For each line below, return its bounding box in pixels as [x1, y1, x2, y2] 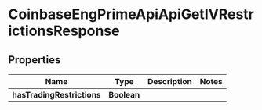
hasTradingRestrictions [12, 90, 101, 100]
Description [147, 76, 192, 87]
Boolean [108, 90, 140, 100]
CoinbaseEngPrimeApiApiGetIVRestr [8, 5, 255, 23]
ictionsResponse [8, 22, 120, 40]
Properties [8, 53, 61, 66]
